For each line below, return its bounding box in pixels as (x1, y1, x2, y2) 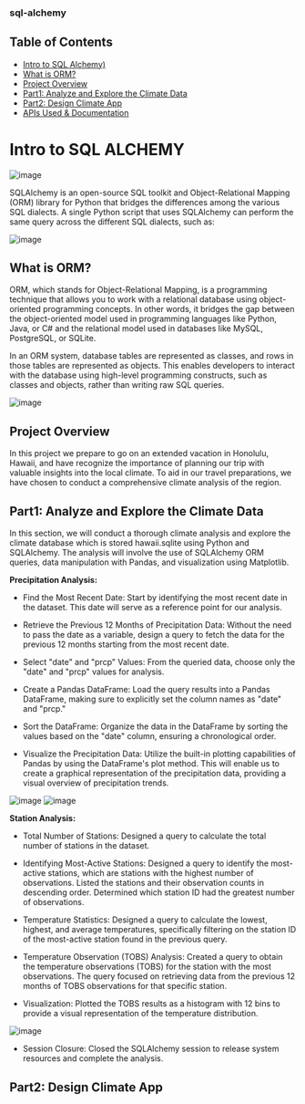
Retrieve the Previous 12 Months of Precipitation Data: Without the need (22, 620, 292, 630)
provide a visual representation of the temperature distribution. (22, 1008, 259, 1019)
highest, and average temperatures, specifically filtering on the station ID (22, 924, 297, 935)
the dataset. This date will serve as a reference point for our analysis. (22, 602, 282, 613)
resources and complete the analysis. (22, 1053, 164, 1064)
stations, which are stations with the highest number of (47, 868, 254, 879)
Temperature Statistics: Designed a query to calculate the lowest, (22, 914, 268, 925)
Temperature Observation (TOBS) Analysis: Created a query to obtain (22, 952, 284, 963)
